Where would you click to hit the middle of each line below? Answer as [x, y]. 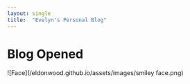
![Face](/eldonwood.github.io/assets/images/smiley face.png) [95, 73]
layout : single [29, 13]
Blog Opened [45, 54]
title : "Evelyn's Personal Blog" [57, 20]
